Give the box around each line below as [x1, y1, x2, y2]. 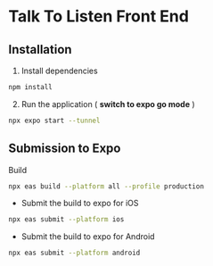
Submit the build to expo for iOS [20, 198, 139, 209]
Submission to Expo [8, 141, 121, 156]
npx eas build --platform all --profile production [8, 181, 204, 191]
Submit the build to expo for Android [20, 231, 155, 242]
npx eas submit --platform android [8, 248, 141, 258]
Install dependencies [20, 65, 99, 76]
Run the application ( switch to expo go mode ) [20, 98, 195, 109]
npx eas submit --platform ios [8, 215, 125, 224]
